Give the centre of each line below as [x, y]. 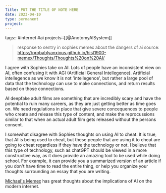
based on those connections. [35, 89]
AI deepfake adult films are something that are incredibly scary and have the [83, 98]
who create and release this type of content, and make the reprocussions [80, 114]
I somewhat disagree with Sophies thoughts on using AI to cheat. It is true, [81, 134]
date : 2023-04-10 [23, 14]
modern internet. [22, 187]
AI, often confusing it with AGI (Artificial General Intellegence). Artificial [78, 73]
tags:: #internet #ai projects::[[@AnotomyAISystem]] [59, 38]
